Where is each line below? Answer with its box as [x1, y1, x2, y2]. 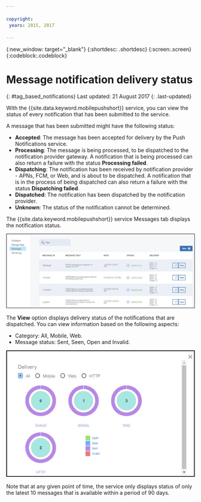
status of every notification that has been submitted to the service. [6, 111, 170, 118]
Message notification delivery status [6, 73, 193, 87]
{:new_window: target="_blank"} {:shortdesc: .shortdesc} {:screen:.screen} [6, 45, 192, 53]
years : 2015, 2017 [8, 22, 55, 28]
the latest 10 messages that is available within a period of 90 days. [6, 489, 170, 496]
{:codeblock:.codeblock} [6, 52, 68, 59]
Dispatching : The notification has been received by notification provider [14, 166, 193, 173]
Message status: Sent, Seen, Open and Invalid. [14, 338, 130, 345]
